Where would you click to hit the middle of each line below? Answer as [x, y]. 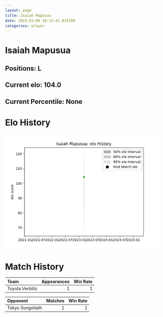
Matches [55, 301]
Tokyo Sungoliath [25, 308]
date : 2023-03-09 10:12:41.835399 [40, 20]
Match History [35, 267]
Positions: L [23, 68]
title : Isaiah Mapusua [28, 15]
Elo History [28, 122]
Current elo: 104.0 [33, 85]
